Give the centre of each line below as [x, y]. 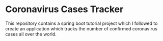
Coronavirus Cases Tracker [64, 9]
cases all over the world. [31, 34]
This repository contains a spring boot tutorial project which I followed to [81, 23]
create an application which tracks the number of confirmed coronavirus [81, 28]
